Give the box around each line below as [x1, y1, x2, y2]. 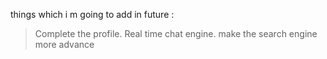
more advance [34, 39, 95, 50]
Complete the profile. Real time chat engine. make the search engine [34, 28, 318, 39]
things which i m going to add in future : [10, 9, 175, 20]
